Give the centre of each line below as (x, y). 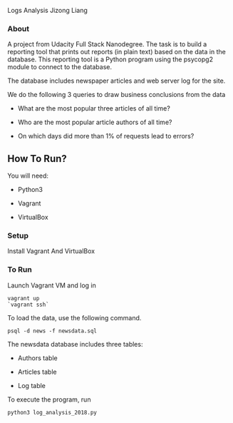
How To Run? (37, 159)
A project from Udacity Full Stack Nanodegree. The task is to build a (107, 44)
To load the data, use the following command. (74, 317)
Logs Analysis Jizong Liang (47, 10)
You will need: (28, 176)
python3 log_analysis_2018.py (52, 412)
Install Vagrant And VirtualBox (51, 251)
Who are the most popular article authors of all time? (95, 122)
